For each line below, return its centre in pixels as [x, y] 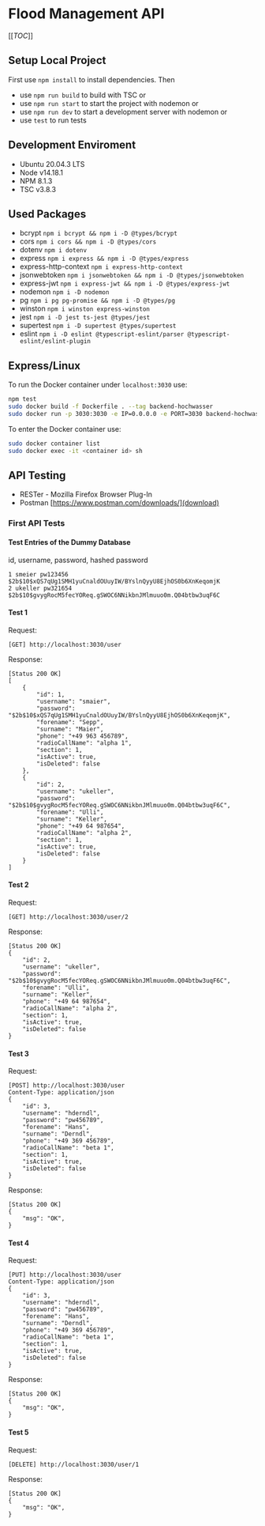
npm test [22, 399]
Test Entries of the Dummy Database [69, 542]
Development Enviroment [72, 145]
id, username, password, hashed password [78, 560]
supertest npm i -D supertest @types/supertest [98, 326]
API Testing [37, 475]
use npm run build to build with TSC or [83, 95]
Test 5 [19, 1432]
